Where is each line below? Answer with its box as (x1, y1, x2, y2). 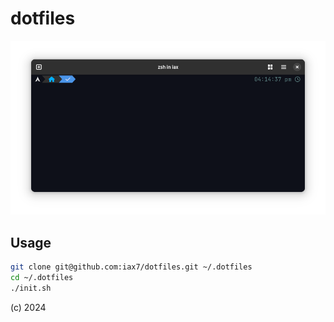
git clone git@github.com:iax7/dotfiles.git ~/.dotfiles (10, 262, 253, 272)
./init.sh (10, 283, 52, 293)
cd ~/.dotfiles (10, 273, 74, 283)
